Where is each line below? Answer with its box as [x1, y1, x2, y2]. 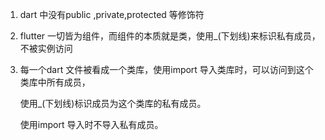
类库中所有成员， [19, 76, 91, 88]
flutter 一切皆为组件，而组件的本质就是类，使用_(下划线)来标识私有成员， [19, 30, 321, 42]
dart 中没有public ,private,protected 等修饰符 [19, 9, 205, 20]
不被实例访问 [19, 43, 73, 54]
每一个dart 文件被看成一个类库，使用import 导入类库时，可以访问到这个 [19, 64, 314, 75]
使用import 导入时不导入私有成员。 [19, 119, 164, 130]
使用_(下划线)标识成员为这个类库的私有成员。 [19, 98, 207, 109]
